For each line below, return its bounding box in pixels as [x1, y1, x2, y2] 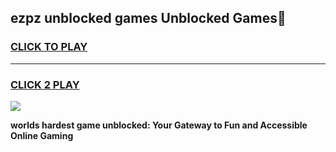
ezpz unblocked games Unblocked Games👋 [10, 10, 287, 27]
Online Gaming [10, 129, 74, 141]
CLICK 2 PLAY [10, 77, 80, 91]
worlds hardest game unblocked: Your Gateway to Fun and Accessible [10, 119, 308, 131]
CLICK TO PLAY [10, 40, 88, 54]
